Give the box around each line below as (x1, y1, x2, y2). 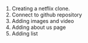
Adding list (11, 30, 38, 37)
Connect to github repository (11, 11, 83, 18)
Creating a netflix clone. (11, 5, 70, 12)
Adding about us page (11, 24, 66, 31)
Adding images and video (11, 18, 74, 24)
